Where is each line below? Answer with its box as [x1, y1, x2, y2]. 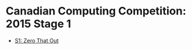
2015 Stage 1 [6, 17, 72, 31]
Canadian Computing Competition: [6, 4, 186, 18]
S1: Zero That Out [14, 37, 59, 44]
